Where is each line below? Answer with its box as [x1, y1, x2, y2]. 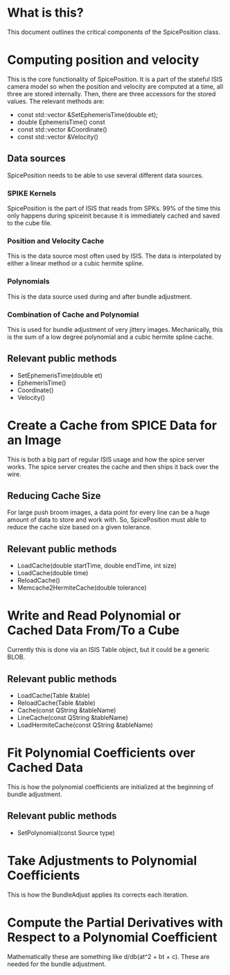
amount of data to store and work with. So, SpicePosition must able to [7, 516, 206, 524]
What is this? [7, 5, 85, 21]
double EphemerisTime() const [17, 118, 105, 126]
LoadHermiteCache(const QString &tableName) [17, 721, 154, 729]
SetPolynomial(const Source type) [17, 828, 116, 836]
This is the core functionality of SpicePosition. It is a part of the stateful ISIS [7, 75, 223, 83]
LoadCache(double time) [17, 569, 89, 577]
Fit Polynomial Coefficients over [7, 745, 196, 761]
